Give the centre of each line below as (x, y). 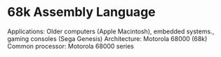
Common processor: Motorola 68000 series (71, 46)
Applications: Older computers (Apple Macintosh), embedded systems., (111, 31)
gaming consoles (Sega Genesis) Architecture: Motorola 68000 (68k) (107, 38)
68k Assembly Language (81, 12)
